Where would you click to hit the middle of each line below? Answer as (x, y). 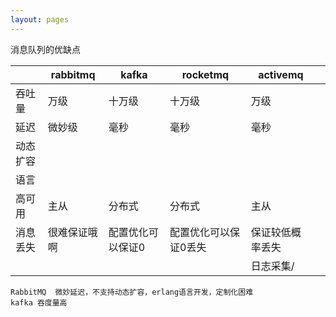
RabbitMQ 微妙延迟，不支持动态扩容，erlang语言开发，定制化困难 (132, 292)
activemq (281, 74)
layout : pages (40, 19)
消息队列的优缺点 (45, 49)
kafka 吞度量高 (39, 302)
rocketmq (205, 74)
